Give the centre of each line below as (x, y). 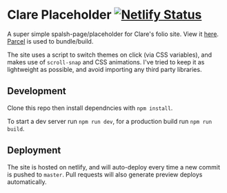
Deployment (34, 150)
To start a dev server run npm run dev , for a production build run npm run (110, 121)
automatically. (27, 182)
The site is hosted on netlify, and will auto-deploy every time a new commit (114, 167)
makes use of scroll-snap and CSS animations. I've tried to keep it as (106, 62)
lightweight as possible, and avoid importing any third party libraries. (105, 69)
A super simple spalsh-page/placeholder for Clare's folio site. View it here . (113, 34)
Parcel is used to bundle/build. (50, 41)
